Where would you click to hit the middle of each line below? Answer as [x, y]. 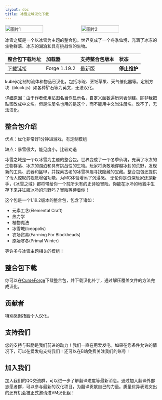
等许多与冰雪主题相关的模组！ [34, 251]
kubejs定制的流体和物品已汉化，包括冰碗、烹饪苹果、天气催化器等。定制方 [79, 81]
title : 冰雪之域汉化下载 [27, 14]
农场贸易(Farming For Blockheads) [46, 235]
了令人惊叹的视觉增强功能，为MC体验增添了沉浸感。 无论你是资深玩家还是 [79, 178]
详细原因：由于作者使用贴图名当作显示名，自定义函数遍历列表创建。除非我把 [81, 98]
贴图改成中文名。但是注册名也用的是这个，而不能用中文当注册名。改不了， [79, 104]
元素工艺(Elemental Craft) [37, 211]
